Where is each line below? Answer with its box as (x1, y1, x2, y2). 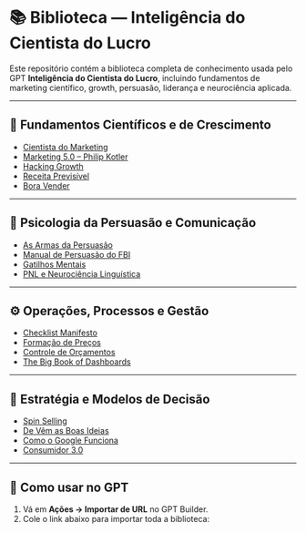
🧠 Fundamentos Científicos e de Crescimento (9, 118, 271, 133)
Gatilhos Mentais (22, 259, 87, 270)
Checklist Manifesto (22, 327, 98, 338)
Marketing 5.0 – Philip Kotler (22, 151, 128, 162)
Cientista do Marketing (22, 141, 108, 152)
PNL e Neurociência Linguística (22, 268, 141, 279)
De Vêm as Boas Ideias (22, 425, 109, 436)
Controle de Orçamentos (22, 347, 116, 358)
